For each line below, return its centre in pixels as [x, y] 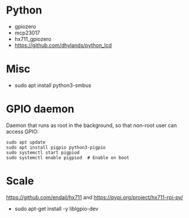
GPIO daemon [40, 109]
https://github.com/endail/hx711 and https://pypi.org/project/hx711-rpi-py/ [94, 197]
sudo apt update [26, 142]
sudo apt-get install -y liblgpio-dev [56, 209]
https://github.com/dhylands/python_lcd [63, 45]
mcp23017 [27, 32]
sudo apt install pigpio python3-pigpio [56, 147]
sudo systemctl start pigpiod [43, 152]
